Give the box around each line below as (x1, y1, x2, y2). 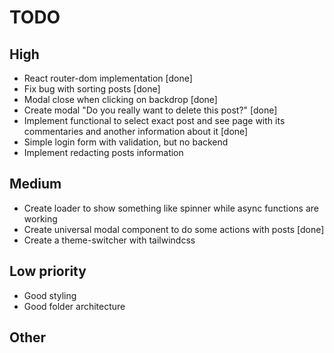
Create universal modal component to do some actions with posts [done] (23, 223, 325, 235)
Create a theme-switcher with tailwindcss (23, 234, 196, 246)
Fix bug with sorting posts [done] (23, 83, 161, 95)
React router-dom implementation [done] (23, 72, 193, 84)
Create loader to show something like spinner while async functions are (23, 202, 319, 214)
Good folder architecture (23, 300, 126, 312)
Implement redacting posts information (23, 147, 184, 158)
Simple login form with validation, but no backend (23, 136, 229, 148)
